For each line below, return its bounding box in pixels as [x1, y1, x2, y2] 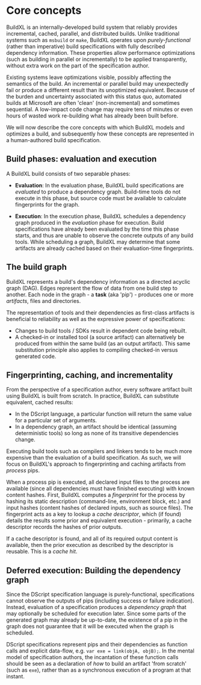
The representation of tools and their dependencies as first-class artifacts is [6, 308, 195, 316]
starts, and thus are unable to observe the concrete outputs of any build [14, 231, 194, 239]
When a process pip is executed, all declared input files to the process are [6, 478, 190, 486]
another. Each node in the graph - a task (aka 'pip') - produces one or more [6, 290, 194, 298]
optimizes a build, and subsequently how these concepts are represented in [6, 130, 194, 137]
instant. [6, 673, 25, 680]
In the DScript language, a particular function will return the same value [14, 410, 192, 418]
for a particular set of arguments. [14, 417, 97, 424]
